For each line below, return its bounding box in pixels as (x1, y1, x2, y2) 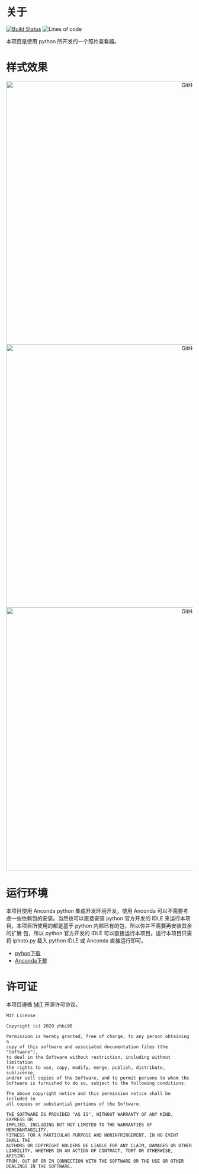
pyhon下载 (14, 950, 41, 957)
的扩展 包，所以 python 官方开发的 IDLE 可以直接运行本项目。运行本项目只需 (6, 929, 192, 936)
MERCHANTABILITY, (6, 1126, 49, 1133)
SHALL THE (6, 1137, 31, 1143)
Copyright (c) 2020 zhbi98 (6, 1023, 73, 1029)
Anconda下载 (14, 957, 47, 964)
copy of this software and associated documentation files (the (6, 1043, 168, 1050)
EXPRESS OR (6, 1116, 33, 1122)
